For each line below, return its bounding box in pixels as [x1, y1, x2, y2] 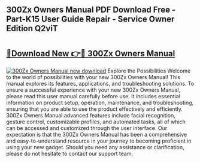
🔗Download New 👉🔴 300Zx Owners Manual [6, 48, 175, 59]
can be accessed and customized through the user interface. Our [6, 125, 168, 131]
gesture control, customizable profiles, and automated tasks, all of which [6, 118, 186, 125]
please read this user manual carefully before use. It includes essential [6, 93, 181, 99]
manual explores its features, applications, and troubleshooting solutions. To [6, 80, 195, 87]
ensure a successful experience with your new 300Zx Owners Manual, [6, 86, 181, 93]
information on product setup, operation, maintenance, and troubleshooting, [6, 99, 194, 106]
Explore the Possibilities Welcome [107, 67, 191, 74]
